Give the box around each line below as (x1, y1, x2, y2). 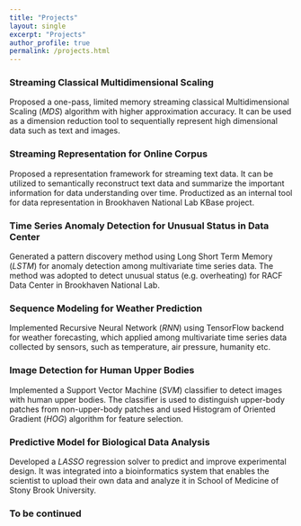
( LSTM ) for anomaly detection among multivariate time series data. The (9, 261, 274, 272)
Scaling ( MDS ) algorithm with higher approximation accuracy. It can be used (9, 106, 292, 117)
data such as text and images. (9, 125, 121, 136)
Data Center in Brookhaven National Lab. (9, 280, 160, 290)
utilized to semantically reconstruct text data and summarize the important (9, 177, 285, 189)
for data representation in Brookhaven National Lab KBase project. (9, 197, 254, 208)
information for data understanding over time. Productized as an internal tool (9, 187, 293, 198)
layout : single (9, 22, 66, 31)
